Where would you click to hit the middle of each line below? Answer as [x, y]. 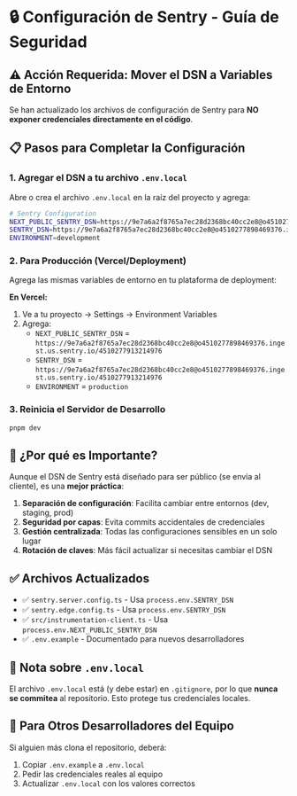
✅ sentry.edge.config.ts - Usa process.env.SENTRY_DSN [124, 610]
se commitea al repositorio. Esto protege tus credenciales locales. [130, 698]
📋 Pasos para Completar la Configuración [127, 148]
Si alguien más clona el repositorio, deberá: [88, 747]
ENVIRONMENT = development [55, 238]
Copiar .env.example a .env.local [83, 764]
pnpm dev [25, 428]
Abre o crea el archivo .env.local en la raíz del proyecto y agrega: [130, 197]
